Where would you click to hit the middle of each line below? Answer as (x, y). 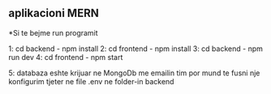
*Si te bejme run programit (54, 32)
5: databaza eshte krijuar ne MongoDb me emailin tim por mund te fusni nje (134, 73)
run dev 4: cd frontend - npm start (66, 57)
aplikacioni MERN (54, 13)
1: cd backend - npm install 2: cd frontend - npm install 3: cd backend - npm (136, 49)
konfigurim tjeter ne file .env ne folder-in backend (91, 81)
